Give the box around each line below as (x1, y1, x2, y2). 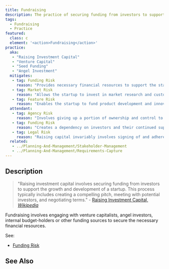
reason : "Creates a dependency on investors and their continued (16, 125, 156, 130)
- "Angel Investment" (12, 69, 57, 74)
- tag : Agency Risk (12, 111, 53, 116)
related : (10, 139, 28, 144)
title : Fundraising (5, 7, 46, 13)
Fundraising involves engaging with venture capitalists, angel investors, (5, 212, 153, 218)
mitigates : (10, 73, 33, 78)
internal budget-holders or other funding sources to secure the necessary (5, 217, 158, 223)
